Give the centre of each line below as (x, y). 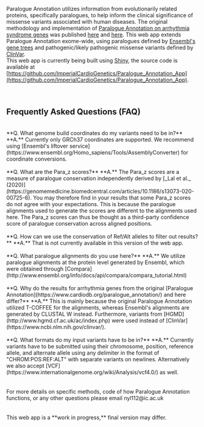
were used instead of (138, 320)
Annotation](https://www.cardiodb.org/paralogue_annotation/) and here (96, 294)
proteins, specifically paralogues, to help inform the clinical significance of (100, 15)
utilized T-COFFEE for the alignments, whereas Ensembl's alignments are (98, 307)
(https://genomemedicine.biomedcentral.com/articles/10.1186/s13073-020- (100, 191)
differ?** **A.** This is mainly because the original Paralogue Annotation (99, 301)
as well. (169, 372)
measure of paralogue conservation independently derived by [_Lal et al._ (99, 178)
